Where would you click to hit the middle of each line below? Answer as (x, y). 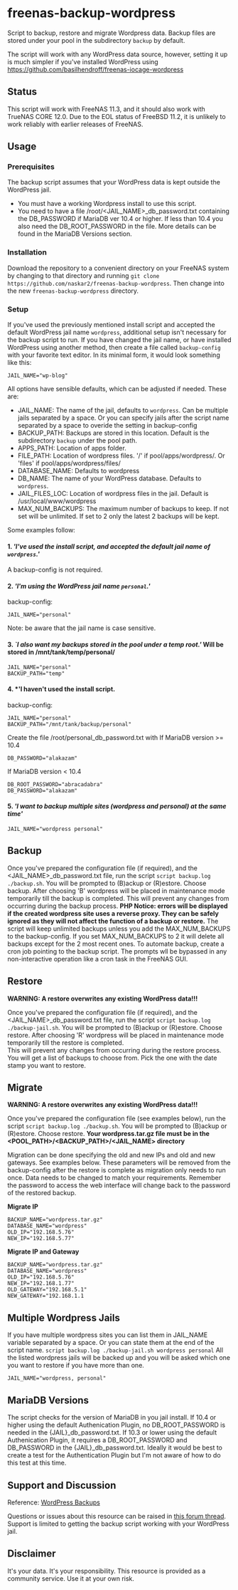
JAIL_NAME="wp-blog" (38, 376)
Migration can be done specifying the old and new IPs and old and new (112, 1155)
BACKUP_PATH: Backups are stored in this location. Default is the (113, 433)
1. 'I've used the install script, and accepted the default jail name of (109, 546)
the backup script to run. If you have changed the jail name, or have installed (119, 340)
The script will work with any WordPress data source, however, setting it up (118, 54)
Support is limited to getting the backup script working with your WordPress (118, 1524)
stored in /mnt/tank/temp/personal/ (61, 652)
